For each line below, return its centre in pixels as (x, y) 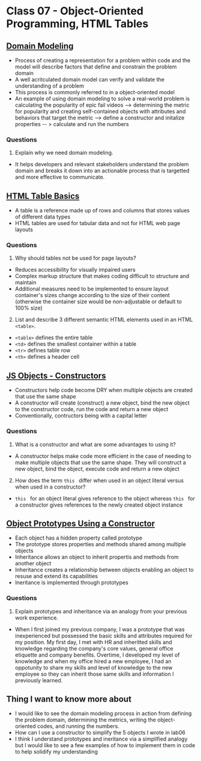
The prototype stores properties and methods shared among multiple (100, 544)
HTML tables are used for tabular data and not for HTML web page (97, 223)
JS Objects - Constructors (56, 375)
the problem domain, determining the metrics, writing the (85, 720)
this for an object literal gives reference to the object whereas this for (105, 498)
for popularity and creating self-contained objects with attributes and (100, 111)
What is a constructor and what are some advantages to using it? (95, 444)
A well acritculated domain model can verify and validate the (90, 80)
